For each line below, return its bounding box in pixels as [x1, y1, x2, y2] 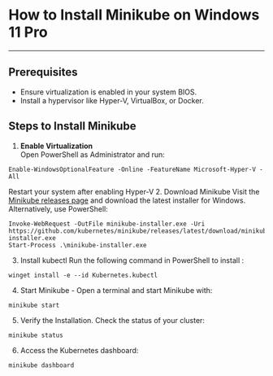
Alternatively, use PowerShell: [8, 203, 108, 213]
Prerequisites [8, 65, 78, 79]
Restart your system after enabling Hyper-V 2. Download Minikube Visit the [8, 186, 260, 196]
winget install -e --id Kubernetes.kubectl [8, 271, 158, 279]
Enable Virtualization [19, 141, 93, 151]
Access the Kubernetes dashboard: [19, 345, 139, 355]
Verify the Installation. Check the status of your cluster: [19, 315, 206, 325]
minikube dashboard [8, 361, 75, 369]
